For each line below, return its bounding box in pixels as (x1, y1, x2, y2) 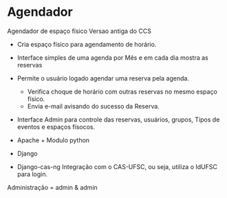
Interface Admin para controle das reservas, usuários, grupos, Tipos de (17, 115, 220, 124)
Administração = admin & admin (7, 183, 98, 191)
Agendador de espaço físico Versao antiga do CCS (7, 27, 151, 35)
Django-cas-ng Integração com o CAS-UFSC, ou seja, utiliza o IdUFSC (17, 162, 218, 170)
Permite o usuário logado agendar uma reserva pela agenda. (17, 74, 189, 82)
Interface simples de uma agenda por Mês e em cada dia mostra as (17, 53, 208, 62)
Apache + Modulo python (17, 135, 90, 144)
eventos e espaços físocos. (17, 122, 95, 131)
